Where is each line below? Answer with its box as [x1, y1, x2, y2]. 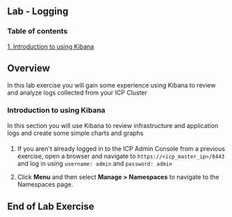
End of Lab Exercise [7, 200, 94, 212]
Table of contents [7, 26, 68, 36]
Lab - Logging [7, 6, 69, 17]
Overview [7, 63, 51, 74]
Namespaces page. [17, 180, 74, 188]
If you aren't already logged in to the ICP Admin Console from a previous [17, 145, 226, 153]
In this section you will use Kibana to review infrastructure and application [7, 121, 219, 129]
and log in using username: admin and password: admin [17, 159, 172, 168]
